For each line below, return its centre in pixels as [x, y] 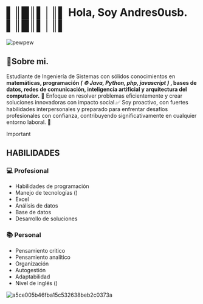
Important [19, 134]
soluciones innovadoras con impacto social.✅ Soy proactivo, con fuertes [97, 102]
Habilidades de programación [52, 186]
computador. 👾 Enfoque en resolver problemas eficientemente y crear [95, 96]
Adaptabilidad [33, 277]
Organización [32, 263]
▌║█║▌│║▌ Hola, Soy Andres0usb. [97, 13]
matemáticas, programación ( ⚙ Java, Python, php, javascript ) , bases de [101, 82]
